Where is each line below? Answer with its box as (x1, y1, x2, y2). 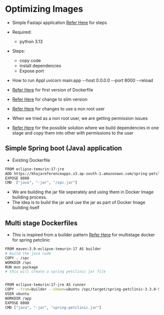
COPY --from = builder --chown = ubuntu (5, 287, 80, 292)
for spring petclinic (12, 237, 50, 243)
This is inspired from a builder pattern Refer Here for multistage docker (12, 232, 155, 238)
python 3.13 (19, 38, 43, 45)
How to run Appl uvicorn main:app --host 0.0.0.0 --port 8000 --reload (12, 77, 153, 83)
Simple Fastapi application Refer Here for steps (12, 20, 107, 25)
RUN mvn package (5, 265, 38, 270)
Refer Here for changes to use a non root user (12, 106, 105, 112)
